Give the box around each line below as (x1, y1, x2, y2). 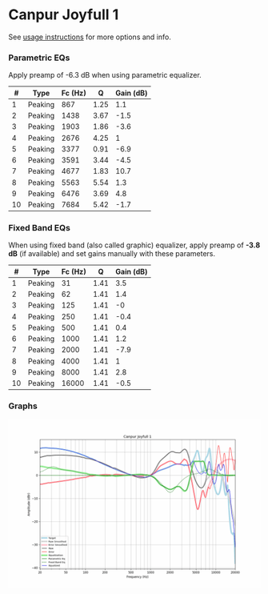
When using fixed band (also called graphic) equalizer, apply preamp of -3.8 (8, 240, 261, 250)
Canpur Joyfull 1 (8, 6, 119, 24)
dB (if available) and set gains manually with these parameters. (8, 249, 216, 259)
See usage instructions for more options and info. (8, 32, 172, 42)
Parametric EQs (8, 52, 70, 63)
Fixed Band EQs (8, 222, 70, 233)
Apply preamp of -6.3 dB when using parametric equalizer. (8, 70, 202, 80)
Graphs (8, 400, 38, 411)
